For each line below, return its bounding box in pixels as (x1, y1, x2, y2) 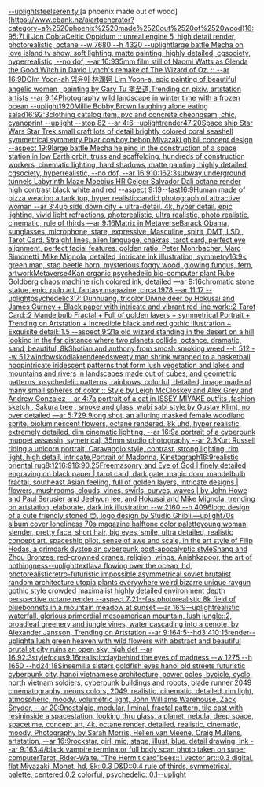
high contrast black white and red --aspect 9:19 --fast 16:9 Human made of (8, 185, 246, 194)
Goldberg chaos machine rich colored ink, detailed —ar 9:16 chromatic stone (8, 277, 255, 286)
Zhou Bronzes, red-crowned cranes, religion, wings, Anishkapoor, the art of (8, 553, 253, 561)
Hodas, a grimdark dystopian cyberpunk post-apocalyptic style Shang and (8, 544, 248, 553)
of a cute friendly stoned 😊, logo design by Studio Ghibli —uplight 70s (8, 511, 234, 520)
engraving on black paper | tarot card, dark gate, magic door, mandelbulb (8, 469, 246, 478)
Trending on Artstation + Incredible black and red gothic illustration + (8, 318, 232, 328)
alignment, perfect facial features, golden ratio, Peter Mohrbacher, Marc (8, 244, 241, 252)
